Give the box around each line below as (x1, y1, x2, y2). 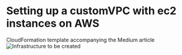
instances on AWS (6, 17, 100, 30)
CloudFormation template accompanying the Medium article (6, 36, 155, 43)
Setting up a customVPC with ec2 (6, 4, 177, 18)
